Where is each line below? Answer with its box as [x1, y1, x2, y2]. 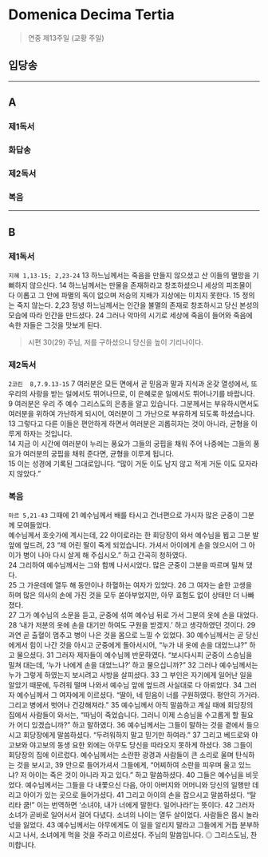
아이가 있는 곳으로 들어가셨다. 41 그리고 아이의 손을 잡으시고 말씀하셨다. [22, 790, 246, 800]
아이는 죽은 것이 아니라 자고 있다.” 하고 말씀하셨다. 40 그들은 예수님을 [28, 770, 245, 780]
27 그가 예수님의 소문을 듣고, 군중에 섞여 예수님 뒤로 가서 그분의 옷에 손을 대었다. [8, 610, 258, 620]
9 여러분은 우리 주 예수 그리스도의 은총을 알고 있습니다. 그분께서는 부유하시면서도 [8, 399, 259, 409]
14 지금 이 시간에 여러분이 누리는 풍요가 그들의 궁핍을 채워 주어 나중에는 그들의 [8, 439, 252, 448]
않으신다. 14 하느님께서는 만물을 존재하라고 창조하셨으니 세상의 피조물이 [29, 280, 253, 289]
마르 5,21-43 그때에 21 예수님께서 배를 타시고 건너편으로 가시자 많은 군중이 [8, 510, 240, 520]
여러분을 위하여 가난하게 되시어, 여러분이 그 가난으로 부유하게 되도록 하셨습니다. [8, 409, 255, 419]
